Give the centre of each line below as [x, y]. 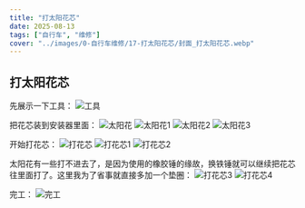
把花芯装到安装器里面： [53, 125]
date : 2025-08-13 [42, 26]
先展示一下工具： [41, 106]
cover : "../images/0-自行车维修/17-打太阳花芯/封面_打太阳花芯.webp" [132, 43]
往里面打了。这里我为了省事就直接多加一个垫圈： [101, 175]
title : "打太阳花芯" [44, 18]
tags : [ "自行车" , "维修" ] [55, 35]
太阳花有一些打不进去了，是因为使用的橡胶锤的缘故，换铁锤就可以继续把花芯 [152, 163]
